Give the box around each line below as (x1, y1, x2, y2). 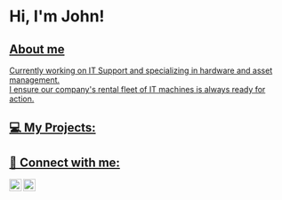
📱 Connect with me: (9, 155, 120, 170)
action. (9, 93, 35, 104)
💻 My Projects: (9, 120, 96, 135)
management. (9, 75, 60, 85)
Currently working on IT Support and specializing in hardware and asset (9, 65, 273, 76)
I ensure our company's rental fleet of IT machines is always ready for (9, 84, 266, 94)
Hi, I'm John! (9, 6, 105, 27)
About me (9, 42, 65, 57)
